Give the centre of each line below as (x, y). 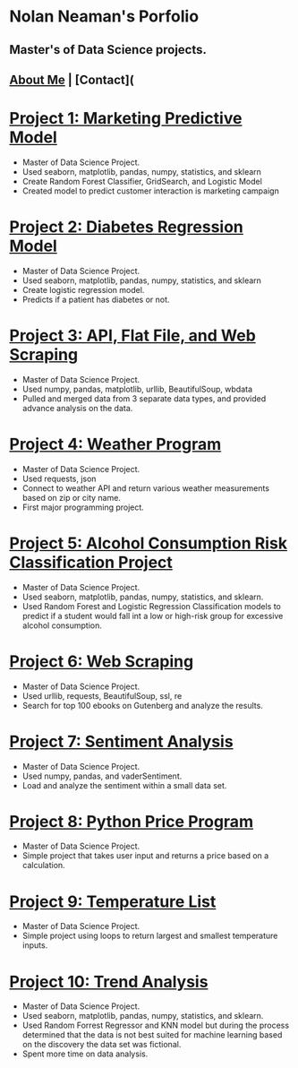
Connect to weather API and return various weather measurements (146, 488)
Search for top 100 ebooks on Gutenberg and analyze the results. (143, 705)
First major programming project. (83, 507)
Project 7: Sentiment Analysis (122, 741)
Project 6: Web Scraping (102, 661)
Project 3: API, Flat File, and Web (133, 336)
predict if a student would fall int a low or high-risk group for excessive (153, 616)
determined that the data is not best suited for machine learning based (152, 1035)
